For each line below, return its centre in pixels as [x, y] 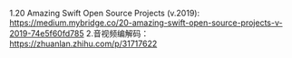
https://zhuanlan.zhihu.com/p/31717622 [83, 43]
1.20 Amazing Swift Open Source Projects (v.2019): [105, 13]
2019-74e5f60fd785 [47, 34]
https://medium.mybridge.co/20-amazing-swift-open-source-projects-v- [146, 23]
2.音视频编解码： [117, 34]
